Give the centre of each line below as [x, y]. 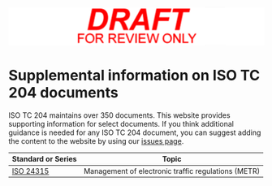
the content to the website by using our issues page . [96, 141]
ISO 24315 [30, 171]
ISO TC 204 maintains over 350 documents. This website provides [119, 115]
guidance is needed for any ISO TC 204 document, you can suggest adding [135, 132]
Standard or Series [44, 159]
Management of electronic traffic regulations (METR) [172, 171]
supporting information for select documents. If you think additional [121, 123]
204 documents [64, 93]
